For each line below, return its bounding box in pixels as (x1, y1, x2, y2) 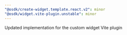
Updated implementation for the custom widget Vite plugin (4, 24, 123, 30)
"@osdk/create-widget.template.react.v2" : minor (4, 7, 106, 12)
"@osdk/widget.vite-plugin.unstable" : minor (4, 12, 97, 16)
